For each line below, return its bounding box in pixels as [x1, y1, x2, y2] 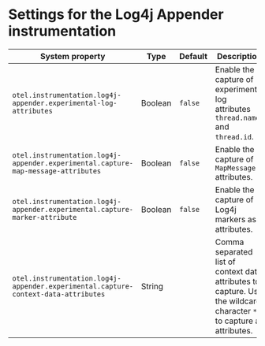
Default [178, 50, 207, 61]
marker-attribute [12, 213, 77, 221]
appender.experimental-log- [12, 99, 118, 107]
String [140, 281, 164, 292]
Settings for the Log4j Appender [8, 6, 224, 24]
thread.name [215, 113, 260, 122]
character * [215, 305, 258, 316]
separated [215, 246, 253, 257]
